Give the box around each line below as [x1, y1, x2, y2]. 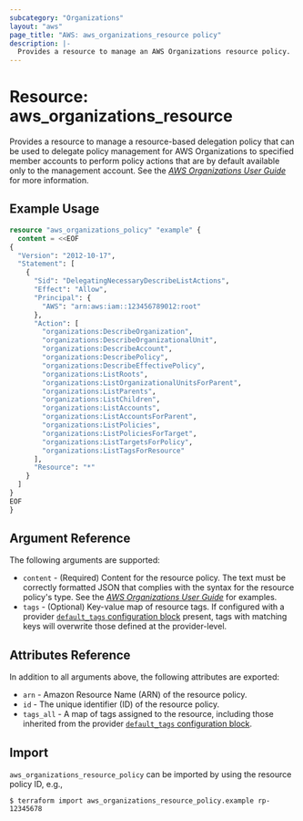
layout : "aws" [9, 22, 64, 31]
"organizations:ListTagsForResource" [42, 446, 185, 455]
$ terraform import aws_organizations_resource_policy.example [9, 796, 255, 805]
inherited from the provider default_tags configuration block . [22, 718, 253, 730]
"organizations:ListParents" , [42, 387, 157, 396]
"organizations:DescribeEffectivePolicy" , [42, 361, 206, 370]
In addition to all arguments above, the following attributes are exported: [9, 671, 280, 682]
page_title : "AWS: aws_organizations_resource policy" [9, 30, 222, 39]
